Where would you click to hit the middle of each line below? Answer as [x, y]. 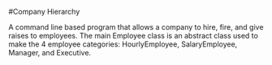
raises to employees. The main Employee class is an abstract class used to [133, 36]
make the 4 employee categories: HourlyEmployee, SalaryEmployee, [123, 44]
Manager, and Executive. [50, 53]
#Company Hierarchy [44, 12]
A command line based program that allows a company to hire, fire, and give [136, 27]
